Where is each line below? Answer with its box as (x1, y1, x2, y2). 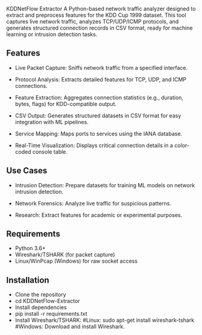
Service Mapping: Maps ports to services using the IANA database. (14, 130, 183, 137)
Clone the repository (14, 291, 66, 298)
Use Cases (6, 166, 48, 176)
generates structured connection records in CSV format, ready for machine (6, 24, 193, 31)
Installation (6, 275, 49, 285)
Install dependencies (14, 304, 68, 311)
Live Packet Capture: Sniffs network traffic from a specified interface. (14, 64, 188, 71)
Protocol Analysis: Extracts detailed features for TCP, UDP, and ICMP (14, 75, 187, 83)
